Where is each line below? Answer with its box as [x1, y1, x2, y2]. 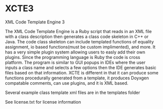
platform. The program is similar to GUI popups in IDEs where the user [5, 59, 146, 65]
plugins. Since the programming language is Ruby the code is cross [5, 54, 140, 60]
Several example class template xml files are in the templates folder [5, 90, 140, 95]
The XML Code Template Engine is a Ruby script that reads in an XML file [5, 28, 152, 34]
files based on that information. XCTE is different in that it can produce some [5, 70, 159, 75]
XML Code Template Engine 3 [5, 19, 65, 25]
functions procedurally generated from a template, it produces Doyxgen [5, 75, 149, 81]
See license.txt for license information [5, 99, 81, 105]
